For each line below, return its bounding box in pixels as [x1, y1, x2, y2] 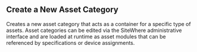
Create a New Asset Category [6, 5, 119, 15]
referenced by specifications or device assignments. [6, 39, 135, 46]
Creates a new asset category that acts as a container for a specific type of [6, 20, 192, 27]
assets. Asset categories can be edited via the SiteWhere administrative [6, 27, 182, 34]
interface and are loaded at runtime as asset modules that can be [6, 32, 166, 40]
